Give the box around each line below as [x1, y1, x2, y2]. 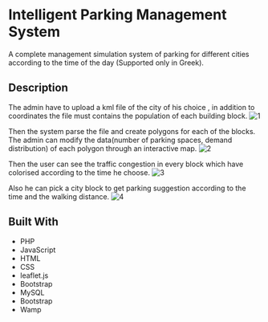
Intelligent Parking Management [8, 6, 227, 24]
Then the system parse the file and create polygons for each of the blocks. [8, 126, 256, 136]
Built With [8, 215, 59, 229]
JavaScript [19, 245, 56, 255]
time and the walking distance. [8, 191, 110, 202]
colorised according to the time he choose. [8, 167, 151, 177]
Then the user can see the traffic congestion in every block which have [8, 159, 244, 169]
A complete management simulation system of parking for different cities [8, 49, 250, 59]
